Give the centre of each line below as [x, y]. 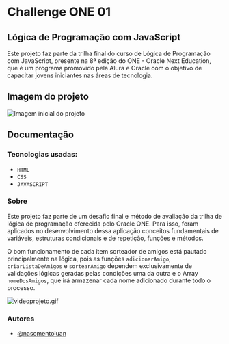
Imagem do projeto [48, 97]
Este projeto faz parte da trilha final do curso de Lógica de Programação [109, 53]
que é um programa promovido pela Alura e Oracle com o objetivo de [105, 68]
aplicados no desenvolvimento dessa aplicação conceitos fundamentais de [113, 230]
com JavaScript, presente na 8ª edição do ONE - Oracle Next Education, [109, 61]
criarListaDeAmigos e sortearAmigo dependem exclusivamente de [100, 266]
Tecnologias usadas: [42, 155]
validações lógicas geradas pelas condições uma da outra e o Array [103, 273]
